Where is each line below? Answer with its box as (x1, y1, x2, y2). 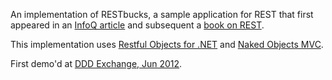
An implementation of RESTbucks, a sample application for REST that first (10, 9, 314, 20)
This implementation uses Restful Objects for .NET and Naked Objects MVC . (10, 39, 324, 50)
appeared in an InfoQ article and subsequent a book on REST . (10, 19, 265, 31)
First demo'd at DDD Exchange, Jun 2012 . (10, 58, 183, 69)
